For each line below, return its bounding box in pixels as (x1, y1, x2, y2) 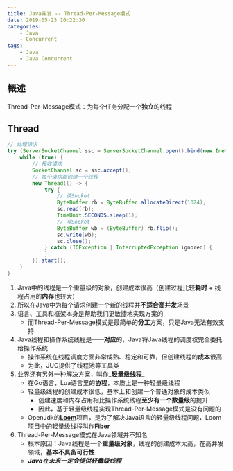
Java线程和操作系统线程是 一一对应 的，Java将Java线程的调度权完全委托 (17, 335, 223, 344)
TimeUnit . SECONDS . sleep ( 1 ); (56, 212, 138, 219)
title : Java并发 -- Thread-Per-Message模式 (7, 10, 130, 17)
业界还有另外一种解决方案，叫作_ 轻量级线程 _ (17, 370, 145, 378)
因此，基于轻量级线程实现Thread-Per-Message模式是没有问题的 (37, 405, 222, 413)
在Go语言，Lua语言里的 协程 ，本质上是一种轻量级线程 (27, 378, 180, 386)
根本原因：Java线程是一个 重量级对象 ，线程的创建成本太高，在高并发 (27, 439, 224, 447)
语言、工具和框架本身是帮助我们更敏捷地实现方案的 (17, 309, 164, 317)
